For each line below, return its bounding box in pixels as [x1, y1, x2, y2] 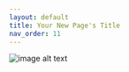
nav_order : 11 [9, 29, 62, 38]
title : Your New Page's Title [9, 21, 121, 30]
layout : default [9, 12, 69, 22]
